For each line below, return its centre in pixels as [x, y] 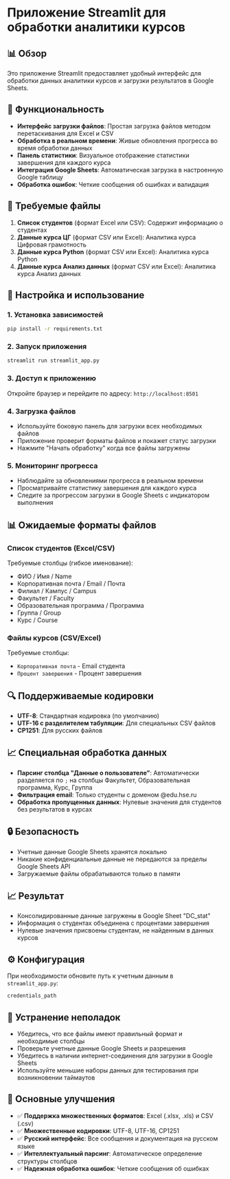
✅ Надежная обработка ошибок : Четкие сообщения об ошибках [113, 1168]
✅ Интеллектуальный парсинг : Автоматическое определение [110, 1153]
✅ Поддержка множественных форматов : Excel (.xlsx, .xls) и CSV [115, 1115]
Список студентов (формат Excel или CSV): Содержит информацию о [120, 222]
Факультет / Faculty [45, 598]
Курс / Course [37, 620]
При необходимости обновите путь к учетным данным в [90, 976]
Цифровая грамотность [52, 244]
